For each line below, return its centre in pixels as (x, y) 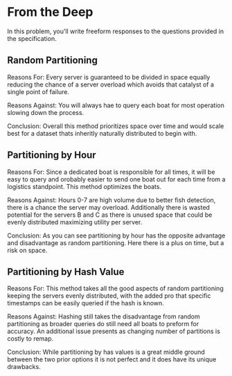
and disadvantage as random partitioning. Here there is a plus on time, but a (116, 242)
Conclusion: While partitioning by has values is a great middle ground (106, 352)
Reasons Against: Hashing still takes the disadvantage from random (104, 316)
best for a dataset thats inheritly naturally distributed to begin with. (102, 133)
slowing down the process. (46, 112)
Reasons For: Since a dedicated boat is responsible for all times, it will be (111, 172)
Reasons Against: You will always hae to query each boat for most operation (116, 105)
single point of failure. (38, 91)
